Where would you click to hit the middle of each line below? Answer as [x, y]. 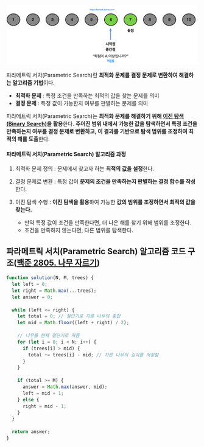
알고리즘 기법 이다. [33, 83]
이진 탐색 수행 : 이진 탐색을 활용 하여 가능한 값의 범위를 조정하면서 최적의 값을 [105, 202]
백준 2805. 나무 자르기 [57, 262]
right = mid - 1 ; [44, 406]
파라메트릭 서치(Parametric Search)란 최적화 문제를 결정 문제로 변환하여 [92, 75]
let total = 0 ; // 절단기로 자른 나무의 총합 [69, 316]
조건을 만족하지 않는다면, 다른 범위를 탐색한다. [79, 230]
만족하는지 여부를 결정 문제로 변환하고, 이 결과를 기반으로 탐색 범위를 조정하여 [97, 131]
